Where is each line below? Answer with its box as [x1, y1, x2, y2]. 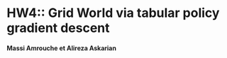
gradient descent [6, 20, 111, 36]
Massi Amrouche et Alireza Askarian [6, 44, 116, 52]
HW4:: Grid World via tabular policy [6, 5, 220, 21]
